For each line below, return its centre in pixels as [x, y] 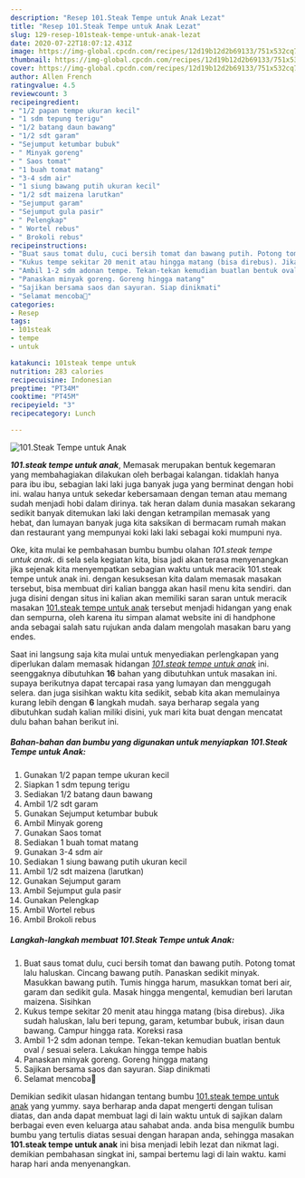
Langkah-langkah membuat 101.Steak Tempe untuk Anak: [122, 940]
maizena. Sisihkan [57, 1001]
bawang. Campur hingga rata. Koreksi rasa [103, 1030]
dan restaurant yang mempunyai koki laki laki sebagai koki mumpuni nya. [146, 532]
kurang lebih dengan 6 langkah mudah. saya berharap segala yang [135, 702]
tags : [20, 321]
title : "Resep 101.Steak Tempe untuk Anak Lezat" [106, 26]
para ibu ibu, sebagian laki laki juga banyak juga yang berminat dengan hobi [152, 484]
